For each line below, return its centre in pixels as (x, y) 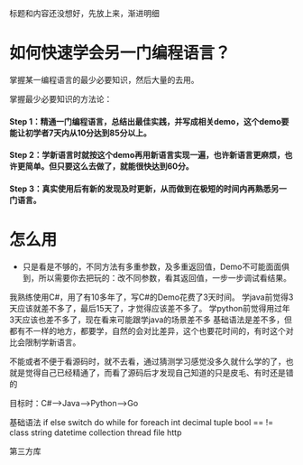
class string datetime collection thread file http (96, 432)
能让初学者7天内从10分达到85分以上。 (80, 133)
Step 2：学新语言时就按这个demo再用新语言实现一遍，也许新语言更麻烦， (147, 155)
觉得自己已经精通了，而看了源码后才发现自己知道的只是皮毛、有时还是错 (159, 372)
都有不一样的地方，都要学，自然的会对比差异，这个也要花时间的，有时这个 (147, 330)
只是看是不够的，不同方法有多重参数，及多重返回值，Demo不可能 (144, 266)
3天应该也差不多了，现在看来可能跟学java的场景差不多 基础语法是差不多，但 (151, 320)
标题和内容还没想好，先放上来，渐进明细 (84, 13)
